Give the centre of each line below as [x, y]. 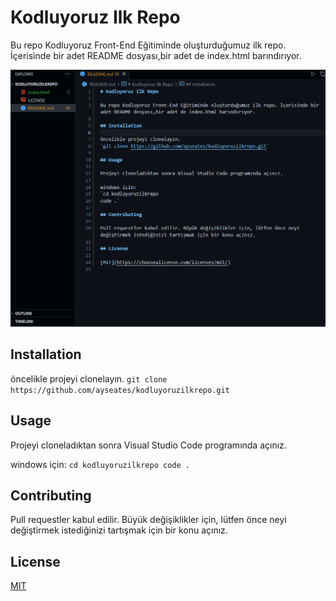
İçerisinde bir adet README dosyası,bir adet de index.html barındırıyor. [156, 55]
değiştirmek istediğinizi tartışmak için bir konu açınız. [119, 530]
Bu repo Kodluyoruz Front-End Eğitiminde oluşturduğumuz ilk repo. [148, 45]
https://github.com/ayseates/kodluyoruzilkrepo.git [120, 390]
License [35, 561]
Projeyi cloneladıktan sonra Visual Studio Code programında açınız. [148, 445]
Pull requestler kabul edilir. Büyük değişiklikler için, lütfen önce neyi [148, 520]
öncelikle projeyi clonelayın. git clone [89, 378]
